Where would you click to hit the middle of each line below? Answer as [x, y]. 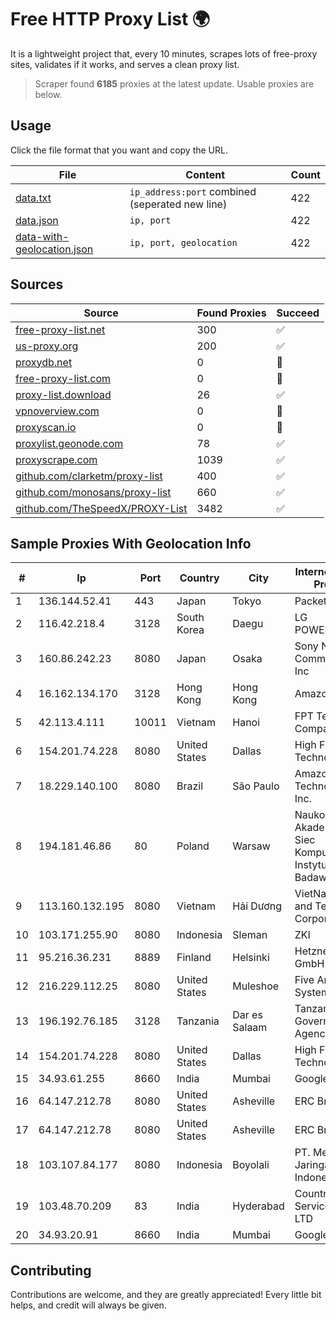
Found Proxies [231, 313]
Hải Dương [257, 906]
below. [48, 94]
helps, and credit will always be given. [88, 1305]
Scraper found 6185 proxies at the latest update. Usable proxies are [174, 83]
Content [205, 174]
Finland [194, 958]
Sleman [250, 935]
